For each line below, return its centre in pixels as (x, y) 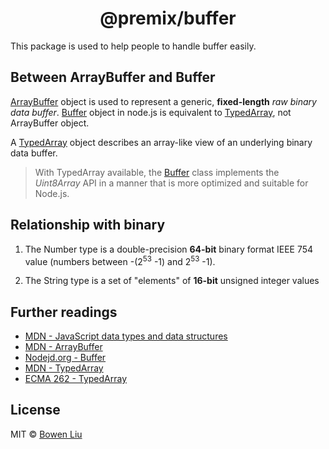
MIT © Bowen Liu (46, 434)
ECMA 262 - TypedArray (76, 379)
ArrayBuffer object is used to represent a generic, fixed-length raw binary (163, 101)
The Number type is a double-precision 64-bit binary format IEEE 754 (169, 249)
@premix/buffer (168, 18)
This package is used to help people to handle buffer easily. (133, 46)
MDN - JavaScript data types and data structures (126, 336)
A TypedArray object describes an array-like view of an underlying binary (161, 142)
